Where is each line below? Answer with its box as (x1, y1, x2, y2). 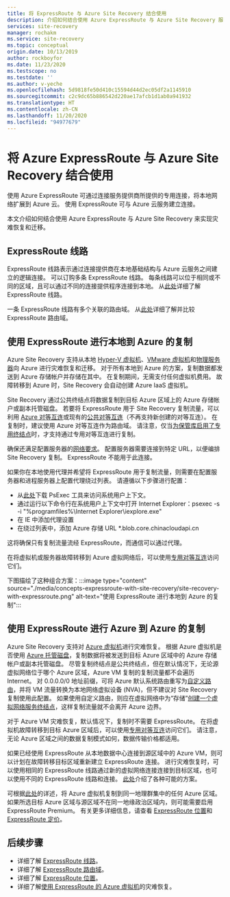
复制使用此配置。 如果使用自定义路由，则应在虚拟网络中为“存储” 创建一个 (7, 694, 212, 702)
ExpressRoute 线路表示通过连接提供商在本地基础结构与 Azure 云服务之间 (7, 265, 212, 273)
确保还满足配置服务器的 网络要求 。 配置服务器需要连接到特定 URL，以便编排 (7, 444, 220, 453)
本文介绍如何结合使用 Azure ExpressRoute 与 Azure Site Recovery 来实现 (7, 214, 213, 223)
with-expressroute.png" (7, 592, 75, 601)
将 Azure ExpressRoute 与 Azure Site (7, 150, 219, 166)
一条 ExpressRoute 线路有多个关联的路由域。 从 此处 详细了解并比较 (7, 305, 195, 313)
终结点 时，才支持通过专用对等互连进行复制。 (12, 430, 139, 438)
